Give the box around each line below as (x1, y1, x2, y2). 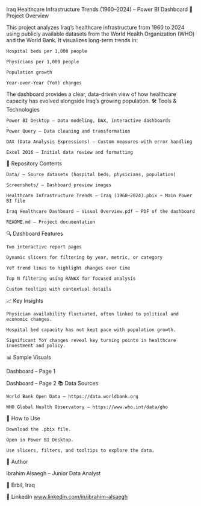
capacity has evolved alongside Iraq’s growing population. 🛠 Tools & (6, 97, 177, 104)
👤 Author (6, 458, 28, 465)
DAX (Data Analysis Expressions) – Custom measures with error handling (6, 139, 193, 145)
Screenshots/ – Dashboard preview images (6, 182, 112, 188)
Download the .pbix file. (6, 426, 71, 432)
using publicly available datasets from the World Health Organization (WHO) (6, 30, 195, 37)
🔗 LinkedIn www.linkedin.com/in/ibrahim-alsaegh (6, 493, 128, 500)
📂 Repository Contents (6, 160, 62, 167)
